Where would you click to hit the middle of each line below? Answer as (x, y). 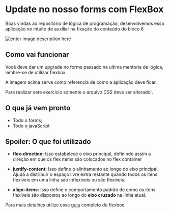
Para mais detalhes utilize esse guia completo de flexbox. (65, 205)
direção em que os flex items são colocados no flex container (77, 159)
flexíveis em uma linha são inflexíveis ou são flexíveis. (69, 180)
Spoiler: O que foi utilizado (48, 142)
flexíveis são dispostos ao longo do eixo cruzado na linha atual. (79, 195)
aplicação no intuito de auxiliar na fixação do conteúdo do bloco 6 (75, 28)
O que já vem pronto (38, 108)
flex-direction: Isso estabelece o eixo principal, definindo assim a (82, 154)
